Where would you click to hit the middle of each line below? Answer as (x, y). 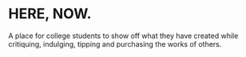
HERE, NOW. (50, 14)
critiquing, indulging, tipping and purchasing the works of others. (115, 44)
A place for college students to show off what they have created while (123, 36)
